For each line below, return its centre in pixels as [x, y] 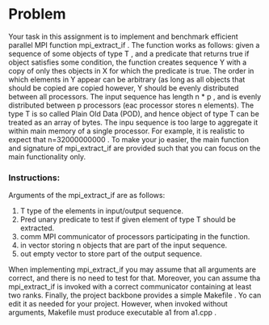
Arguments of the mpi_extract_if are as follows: [87, 196]
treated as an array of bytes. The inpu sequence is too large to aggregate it [133, 122]
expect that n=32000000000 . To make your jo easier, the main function [128, 139]
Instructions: [34, 177]
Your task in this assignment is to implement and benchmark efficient [123, 36]
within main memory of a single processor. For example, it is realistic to [126, 131]
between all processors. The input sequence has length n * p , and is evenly [135, 96]
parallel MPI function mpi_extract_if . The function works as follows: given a [134, 44]
